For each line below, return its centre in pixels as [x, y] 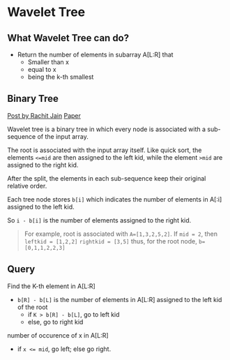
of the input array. [63, 136]
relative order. [27, 186]
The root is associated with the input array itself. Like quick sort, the [105, 150]
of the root [32, 307]
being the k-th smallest [61, 77]
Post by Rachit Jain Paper [44, 115]
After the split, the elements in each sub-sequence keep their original [107, 178]
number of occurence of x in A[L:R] [58, 335]
